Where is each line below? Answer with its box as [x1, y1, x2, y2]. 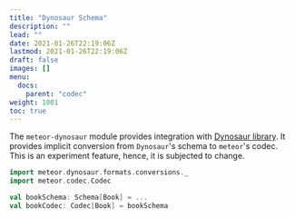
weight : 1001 [9, 97, 59, 107]
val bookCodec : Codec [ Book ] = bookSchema [9, 201, 169, 210]
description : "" [9, 22, 71, 31]
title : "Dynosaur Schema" [9, 13, 107, 23]
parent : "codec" [25, 89, 88, 98]
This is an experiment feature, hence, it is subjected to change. [9, 151, 245, 162]
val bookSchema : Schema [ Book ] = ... [9, 193, 148, 202]
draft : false [9, 55, 59, 64]
